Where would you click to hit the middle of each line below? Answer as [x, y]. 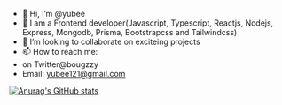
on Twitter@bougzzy [60, 64]
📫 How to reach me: [60, 52]
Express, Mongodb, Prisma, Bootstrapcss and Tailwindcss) [129, 32]
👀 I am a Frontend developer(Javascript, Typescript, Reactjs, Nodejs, [148, 23]
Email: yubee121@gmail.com [74, 74]
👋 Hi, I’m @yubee [54, 14]
